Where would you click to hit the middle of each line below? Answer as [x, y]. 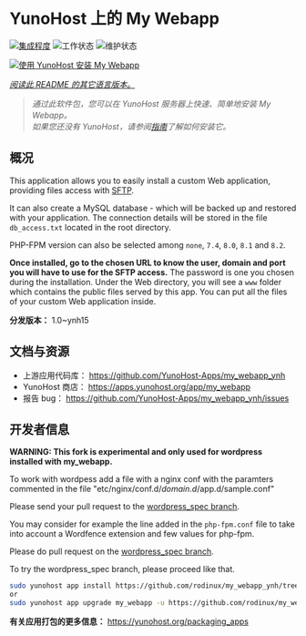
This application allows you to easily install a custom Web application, [140, 180]
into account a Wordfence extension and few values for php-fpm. [132, 534]
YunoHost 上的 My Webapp [115, 19]
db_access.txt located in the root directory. [90, 227]
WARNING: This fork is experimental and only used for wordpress [136, 452]
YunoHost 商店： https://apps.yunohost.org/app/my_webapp [137, 386]
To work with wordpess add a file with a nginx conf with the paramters [142, 479]
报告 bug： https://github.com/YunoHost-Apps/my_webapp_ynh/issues [156, 398]
